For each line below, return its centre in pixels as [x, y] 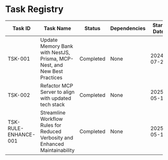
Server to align [57, 92]
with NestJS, [55, 52]
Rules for [51, 125]
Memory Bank [57, 46]
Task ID [21, 28]
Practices [51, 77]
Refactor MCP [57, 85]
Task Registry [34, 9]
